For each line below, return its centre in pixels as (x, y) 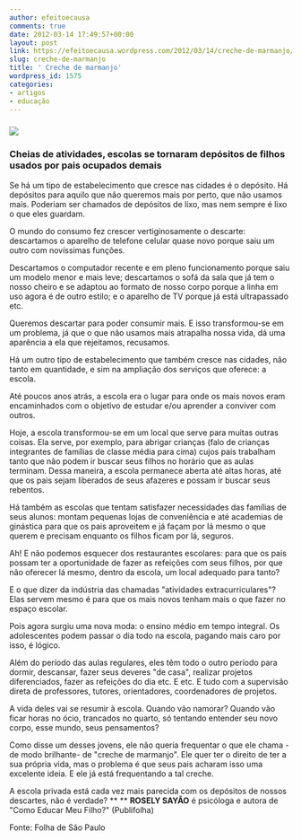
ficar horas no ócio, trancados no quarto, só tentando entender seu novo (144, 718)
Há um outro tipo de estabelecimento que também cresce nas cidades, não (148, 359)
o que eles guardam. (47, 214)
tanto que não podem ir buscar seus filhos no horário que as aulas (132, 461)
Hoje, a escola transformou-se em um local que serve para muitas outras (144, 433)
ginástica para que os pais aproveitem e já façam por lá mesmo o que (138, 526)
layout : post (34, 43)
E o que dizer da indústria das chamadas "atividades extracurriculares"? (142, 590)
